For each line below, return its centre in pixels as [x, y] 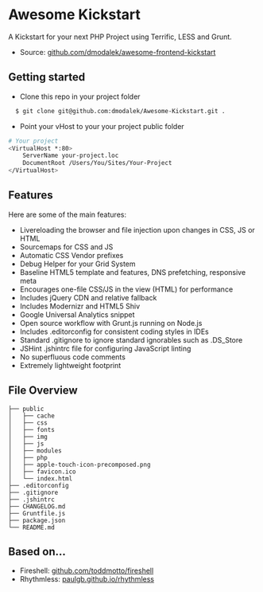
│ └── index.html [41, 478]
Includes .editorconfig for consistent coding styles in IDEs [114, 331]
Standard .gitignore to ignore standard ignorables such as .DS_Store [131, 339]
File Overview [43, 391]
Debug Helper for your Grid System [78, 264]
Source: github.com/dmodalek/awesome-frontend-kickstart [118, 52]
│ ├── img [28, 437]
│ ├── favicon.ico [43, 472]
